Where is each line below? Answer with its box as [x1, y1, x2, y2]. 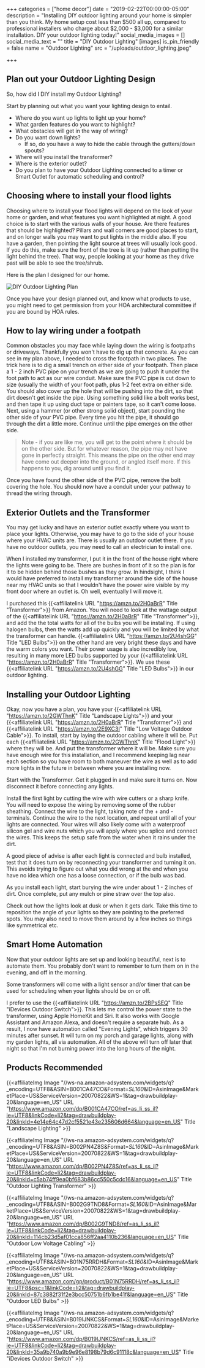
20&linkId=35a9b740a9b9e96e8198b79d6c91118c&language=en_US [6, 1348, 179, 1356]
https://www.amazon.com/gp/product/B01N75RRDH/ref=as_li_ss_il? [9, 1277, 180, 1285]
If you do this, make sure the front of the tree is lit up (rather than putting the [6, 246, 199, 254]
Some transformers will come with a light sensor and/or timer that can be [6, 981, 191, 988]
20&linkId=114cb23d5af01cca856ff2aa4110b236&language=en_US [6, 1233, 174, 1240]
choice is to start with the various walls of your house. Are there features [6, 220, 190, 227]
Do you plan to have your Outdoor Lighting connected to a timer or [15, 166, 184, 174]
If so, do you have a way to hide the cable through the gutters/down [24, 140, 196, 147]
